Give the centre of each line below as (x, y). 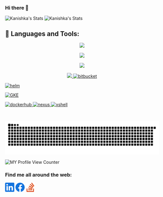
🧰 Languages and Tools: (42, 34)
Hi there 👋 (17, 8)
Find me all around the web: (39, 175)
